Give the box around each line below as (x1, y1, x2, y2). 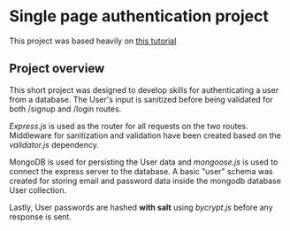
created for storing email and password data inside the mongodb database (9, 175, 281, 186)
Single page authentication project (9, 6, 270, 27)
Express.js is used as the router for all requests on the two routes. (9, 120, 248, 131)
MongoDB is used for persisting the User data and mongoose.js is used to (9, 157, 279, 167)
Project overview (9, 61, 105, 76)
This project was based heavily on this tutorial (9, 35, 177, 46)
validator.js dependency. (9, 139, 99, 150)
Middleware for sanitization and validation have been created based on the (9, 130, 281, 141)
